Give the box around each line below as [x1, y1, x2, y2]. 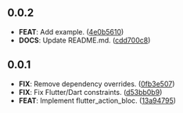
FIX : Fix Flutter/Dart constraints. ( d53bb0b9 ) [18, 87, 163, 97]
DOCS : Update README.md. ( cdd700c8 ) [18, 35, 151, 45]
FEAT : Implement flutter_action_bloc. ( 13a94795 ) [18, 96, 177, 105]
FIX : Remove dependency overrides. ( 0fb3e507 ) [18, 78, 175, 89]
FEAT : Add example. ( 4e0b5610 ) [18, 27, 124, 36]
